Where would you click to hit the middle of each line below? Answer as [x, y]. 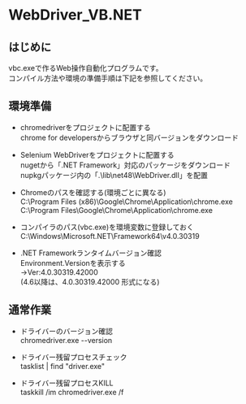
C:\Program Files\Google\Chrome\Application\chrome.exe [117, 210]
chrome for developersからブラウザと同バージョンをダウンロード [129, 137]
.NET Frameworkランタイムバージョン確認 [91, 253]
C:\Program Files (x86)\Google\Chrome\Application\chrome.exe [126, 202]
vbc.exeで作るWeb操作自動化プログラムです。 [86, 68]
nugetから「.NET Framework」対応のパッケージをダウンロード [125, 165]
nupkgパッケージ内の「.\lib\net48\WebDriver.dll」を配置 [114, 175]
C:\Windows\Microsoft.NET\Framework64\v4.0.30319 [110, 236]
